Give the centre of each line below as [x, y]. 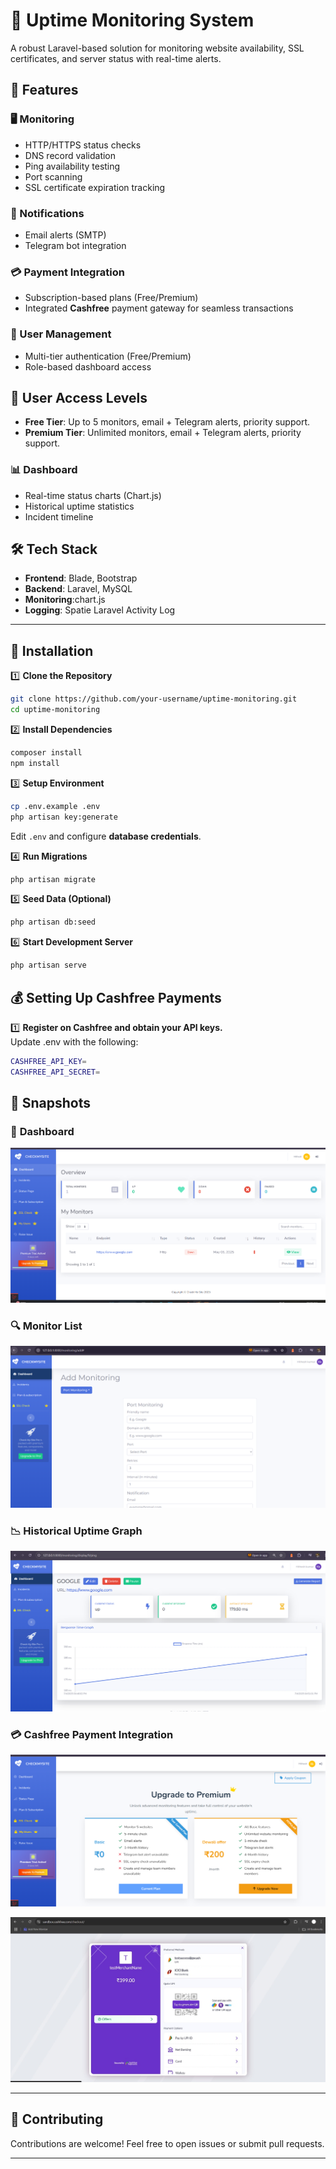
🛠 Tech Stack [54, 549]
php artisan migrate [53, 879]
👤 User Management [61, 334]
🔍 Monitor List [46, 1326]
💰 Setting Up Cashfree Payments [116, 997]
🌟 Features [44, 90]
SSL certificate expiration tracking [95, 187]
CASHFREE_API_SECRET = [55, 1072]
